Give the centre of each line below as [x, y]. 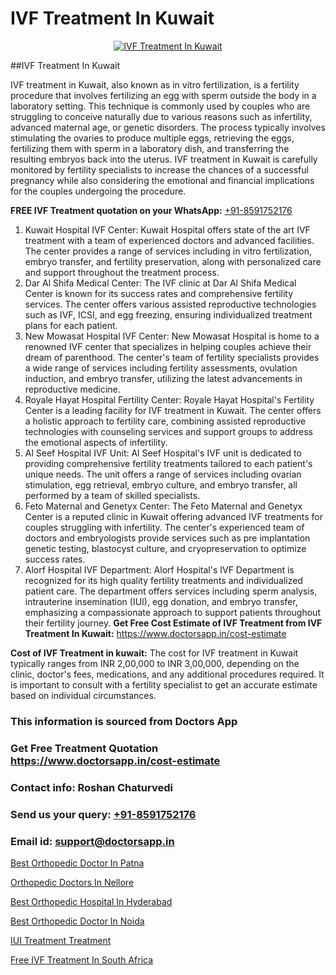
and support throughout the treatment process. [122, 272]
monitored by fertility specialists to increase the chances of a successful [159, 169]
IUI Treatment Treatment [61, 940]
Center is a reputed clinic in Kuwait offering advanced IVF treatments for [173, 516]
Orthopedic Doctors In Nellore [72, 882]
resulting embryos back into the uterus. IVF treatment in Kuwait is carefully [164, 159]
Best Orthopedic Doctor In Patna [77, 863]
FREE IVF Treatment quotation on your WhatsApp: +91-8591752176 [151, 210]
